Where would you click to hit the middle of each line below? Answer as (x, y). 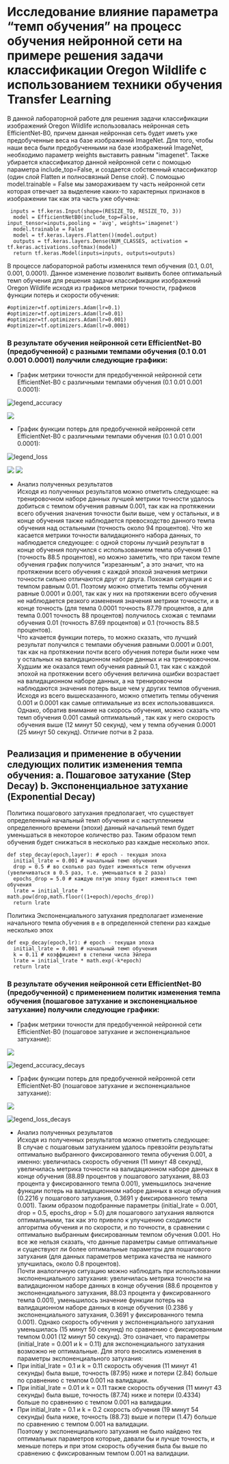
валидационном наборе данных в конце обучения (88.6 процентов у (117, 1286)
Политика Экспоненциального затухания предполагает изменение (105, 916)
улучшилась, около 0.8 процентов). (69, 1264)
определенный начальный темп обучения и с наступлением (95, 820)
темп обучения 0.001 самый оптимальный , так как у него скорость (116, 718)
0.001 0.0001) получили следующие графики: (87, 359)
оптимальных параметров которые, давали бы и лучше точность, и (116, 1439)
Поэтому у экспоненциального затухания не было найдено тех (109, 1432)
